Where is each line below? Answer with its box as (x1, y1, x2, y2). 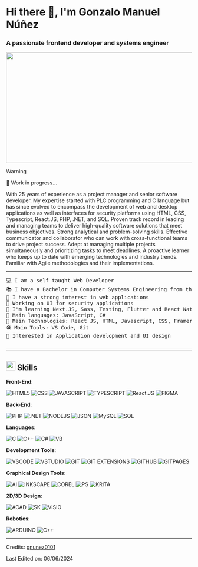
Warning (6, 168, 27, 175)
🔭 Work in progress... (6, 179, 57, 186)
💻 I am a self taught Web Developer (6, 277, 114, 284)
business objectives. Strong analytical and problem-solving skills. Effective (6, 228, 188, 235)
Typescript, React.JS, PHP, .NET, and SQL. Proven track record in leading (6, 216, 184, 223)
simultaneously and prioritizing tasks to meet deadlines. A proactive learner (6, 247, 190, 254)
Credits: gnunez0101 (6, 543, 56, 550)
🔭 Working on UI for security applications (6, 300, 134, 307)
